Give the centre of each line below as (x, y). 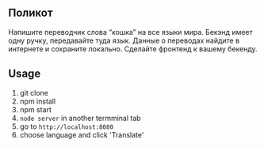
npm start (35, 109)
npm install (38, 101)
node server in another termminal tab (80, 118)
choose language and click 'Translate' (82, 134)
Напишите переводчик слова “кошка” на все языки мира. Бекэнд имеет (131, 32)
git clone (34, 92)
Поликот (31, 13)
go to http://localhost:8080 (66, 126)
